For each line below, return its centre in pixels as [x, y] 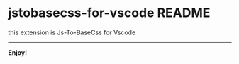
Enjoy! [18, 52]
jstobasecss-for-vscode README [109, 13]
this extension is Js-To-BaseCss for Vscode [72, 32]
